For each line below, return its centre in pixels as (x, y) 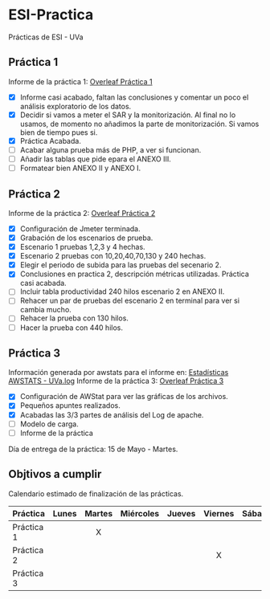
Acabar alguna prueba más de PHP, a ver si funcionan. (110, 149)
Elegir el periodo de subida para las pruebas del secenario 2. (121, 265)
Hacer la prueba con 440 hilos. (71, 328)
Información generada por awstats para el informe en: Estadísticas (119, 373)
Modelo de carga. (49, 424)
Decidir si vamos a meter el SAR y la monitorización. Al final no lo (128, 115)
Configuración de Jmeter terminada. (80, 228)
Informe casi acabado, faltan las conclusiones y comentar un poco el (134, 97)
